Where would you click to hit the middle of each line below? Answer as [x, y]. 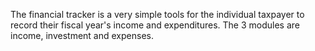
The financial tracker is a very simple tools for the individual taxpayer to [157, 14]
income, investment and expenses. [82, 35]
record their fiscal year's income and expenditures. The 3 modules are [155, 25]
